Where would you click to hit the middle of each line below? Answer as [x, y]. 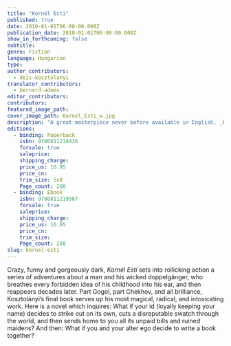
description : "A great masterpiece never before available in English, [112, 122]
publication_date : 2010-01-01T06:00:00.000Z [72, 33]
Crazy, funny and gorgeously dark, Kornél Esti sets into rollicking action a [111, 270]
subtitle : [21, 45]
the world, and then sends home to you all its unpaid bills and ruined [104, 321]
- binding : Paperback [44, 135]
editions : [21, 129]
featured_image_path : [38, 109]
